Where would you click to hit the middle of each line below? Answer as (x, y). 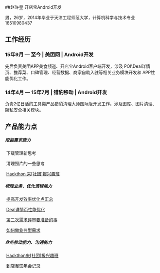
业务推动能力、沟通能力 (28, 242)
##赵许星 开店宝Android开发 (33, 7)
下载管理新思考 (21, 153)
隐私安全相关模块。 (24, 110)
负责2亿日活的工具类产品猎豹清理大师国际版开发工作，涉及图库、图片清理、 (81, 103)
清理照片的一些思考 (25, 164)
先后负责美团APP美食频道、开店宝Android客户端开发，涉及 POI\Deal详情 (78, 66)
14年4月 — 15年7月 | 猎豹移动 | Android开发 (56, 92)
